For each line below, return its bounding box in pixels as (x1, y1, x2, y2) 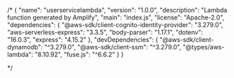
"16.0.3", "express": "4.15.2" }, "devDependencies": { (7, 36, 159, 44)
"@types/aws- (182, 43, 225, 51)
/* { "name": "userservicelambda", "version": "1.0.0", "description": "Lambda (7, 6, 228, 14)
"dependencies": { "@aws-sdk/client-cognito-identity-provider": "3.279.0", (7, 21, 224, 29)
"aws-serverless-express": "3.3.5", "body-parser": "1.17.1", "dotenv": (7, 28, 203, 36)
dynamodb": (7, 43, 43, 51)
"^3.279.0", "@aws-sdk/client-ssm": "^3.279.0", (44, 43, 182, 51)
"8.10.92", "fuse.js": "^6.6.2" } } (34, 50, 124, 58)
